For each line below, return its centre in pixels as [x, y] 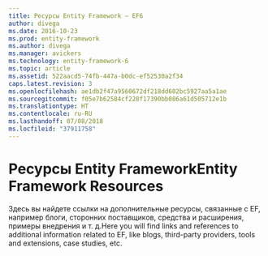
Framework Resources [86, 186]
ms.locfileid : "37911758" [52, 129]
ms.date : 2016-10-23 [43, 31]
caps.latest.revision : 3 [50, 83]
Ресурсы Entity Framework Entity [123, 169]
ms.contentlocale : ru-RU [50, 114]
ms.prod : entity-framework [54, 38]
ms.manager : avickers [45, 53]
